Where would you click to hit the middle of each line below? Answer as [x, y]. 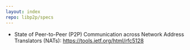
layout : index [23, 12]
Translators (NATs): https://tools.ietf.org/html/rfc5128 [79, 40]
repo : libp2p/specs [30, 17]
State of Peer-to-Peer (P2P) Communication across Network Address [99, 34]
